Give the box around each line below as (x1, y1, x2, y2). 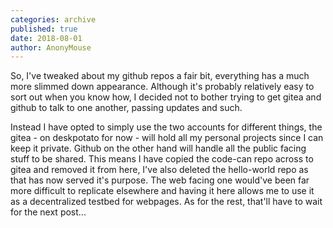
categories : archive (10, 14, 97, 25)
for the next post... (10, 206, 87, 218)
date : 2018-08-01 (10, 33, 83, 43)
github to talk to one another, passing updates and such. (10, 102, 243, 114)
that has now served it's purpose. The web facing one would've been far (10, 174, 310, 186)
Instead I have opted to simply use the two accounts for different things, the (10, 121, 323, 133)
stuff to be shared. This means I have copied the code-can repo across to (10, 153, 314, 165)
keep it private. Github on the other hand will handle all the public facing (10, 142, 307, 155)
